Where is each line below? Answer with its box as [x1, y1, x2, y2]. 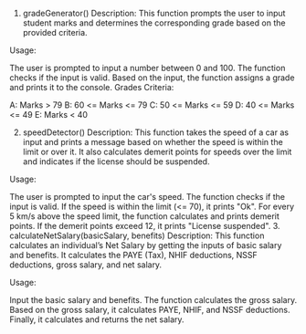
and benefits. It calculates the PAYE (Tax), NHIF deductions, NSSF [9, 250, 258, 260]
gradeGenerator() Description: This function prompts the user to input [22, 8, 286, 18]
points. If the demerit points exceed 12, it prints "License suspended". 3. [9, 221, 280, 231]
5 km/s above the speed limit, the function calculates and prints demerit [9, 211, 280, 222]
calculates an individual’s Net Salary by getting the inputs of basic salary [9, 240, 282, 250]
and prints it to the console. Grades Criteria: [9, 82, 174, 92]
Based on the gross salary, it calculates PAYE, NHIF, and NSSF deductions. [9, 305, 290, 315]
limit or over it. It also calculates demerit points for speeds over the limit [22, 146, 292, 157]
